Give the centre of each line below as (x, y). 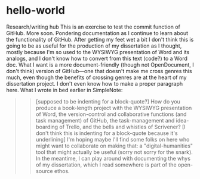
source (44, 171)
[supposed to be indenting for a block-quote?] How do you (108, 101)
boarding (47, 127)
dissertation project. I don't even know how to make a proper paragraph (95, 83)
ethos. (62, 171)
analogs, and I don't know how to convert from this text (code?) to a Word (97, 58)
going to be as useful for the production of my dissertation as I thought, (94, 46)
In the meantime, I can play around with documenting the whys (113, 158)
